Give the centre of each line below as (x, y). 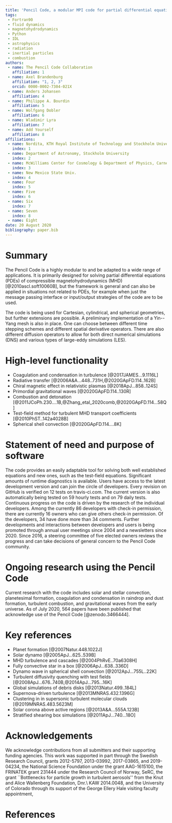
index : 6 (21, 196)
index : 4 (21, 177)
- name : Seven (23, 211)
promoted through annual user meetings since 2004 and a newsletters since (86, 530)
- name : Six (20, 201)
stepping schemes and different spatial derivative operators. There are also (85, 329)
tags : (11, 15)
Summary (26, 256)
